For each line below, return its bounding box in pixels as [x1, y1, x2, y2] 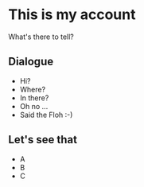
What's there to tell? [8, 32, 74, 41]
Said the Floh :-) [19, 110, 73, 119]
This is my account [8, 6, 136, 24]
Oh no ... [19, 101, 49, 111]
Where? [19, 84, 46, 94]
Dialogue [8, 55, 54, 68]
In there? [19, 93, 49, 103]
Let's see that [8, 133, 78, 146]
